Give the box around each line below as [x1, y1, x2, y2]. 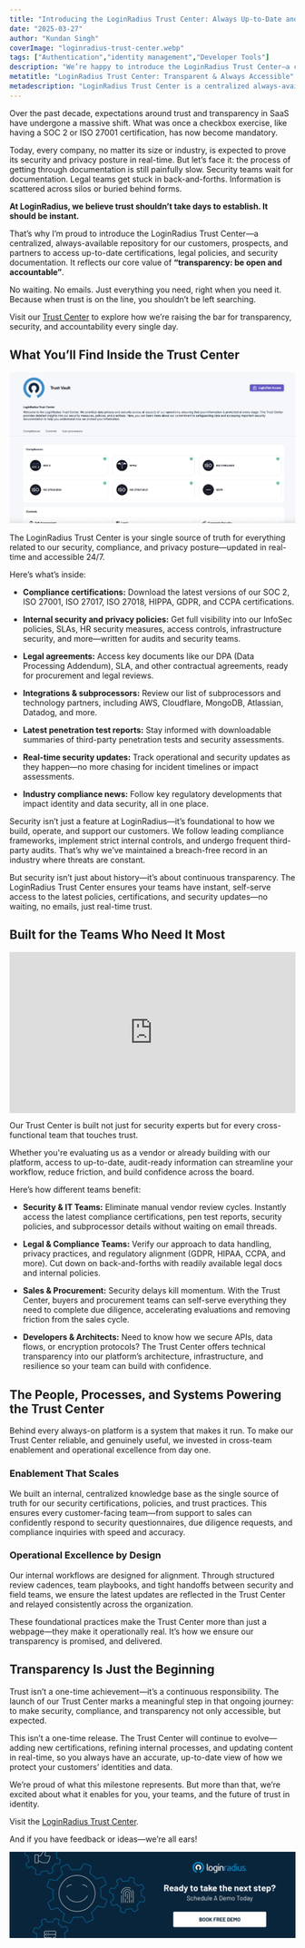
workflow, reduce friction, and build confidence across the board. [9, 1166, 255, 1177]
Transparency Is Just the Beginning [9, 1662, 215, 1677]
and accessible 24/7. [27, 552, 105, 563]
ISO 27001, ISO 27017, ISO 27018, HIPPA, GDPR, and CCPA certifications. [22, 596, 295, 607]
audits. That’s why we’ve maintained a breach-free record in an [31, 845, 268, 856]
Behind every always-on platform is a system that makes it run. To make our [9, 1425, 294, 1436]
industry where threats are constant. [9, 854, 146, 866]
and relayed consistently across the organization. [9, 1599, 193, 1609]
